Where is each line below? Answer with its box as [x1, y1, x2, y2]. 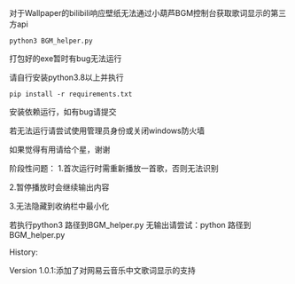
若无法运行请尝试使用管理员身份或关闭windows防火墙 [9, 125, 206, 136]
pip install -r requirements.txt [9, 90, 133, 99]
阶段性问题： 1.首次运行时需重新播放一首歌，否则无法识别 [9, 163, 219, 173]
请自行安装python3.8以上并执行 [9, 72, 124, 83]
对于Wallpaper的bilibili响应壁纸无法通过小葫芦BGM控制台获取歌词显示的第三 [9, 8, 287, 18]
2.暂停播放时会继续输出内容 [9, 182, 110, 193]
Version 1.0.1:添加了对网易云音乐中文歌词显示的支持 [9, 265, 197, 275]
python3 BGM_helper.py [9, 36, 93, 45]
